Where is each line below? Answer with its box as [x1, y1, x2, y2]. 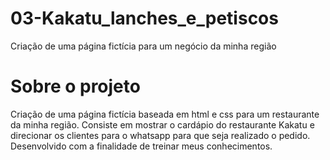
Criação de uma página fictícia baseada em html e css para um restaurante [10, 108, 320, 120]
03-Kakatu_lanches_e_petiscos [10, 7, 279, 30]
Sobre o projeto [10, 75, 141, 98]
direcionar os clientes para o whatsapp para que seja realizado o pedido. [10, 129, 311, 141]
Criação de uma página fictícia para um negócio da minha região [10, 40, 277, 52]
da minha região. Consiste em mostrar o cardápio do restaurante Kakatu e [10, 118, 315, 131]
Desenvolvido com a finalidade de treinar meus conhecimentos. [10, 140, 273, 152]
